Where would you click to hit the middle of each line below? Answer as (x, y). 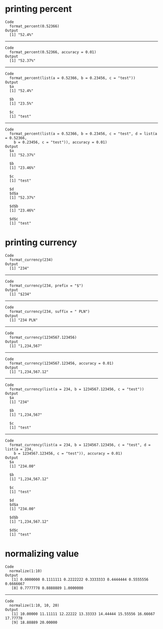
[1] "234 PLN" (24, 320)
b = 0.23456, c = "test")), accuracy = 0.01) (61, 142)
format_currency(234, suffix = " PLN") (50, 311)
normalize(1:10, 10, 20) (34, 605)
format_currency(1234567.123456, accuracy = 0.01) (62, 363)
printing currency (41, 243)
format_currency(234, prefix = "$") (46, 286)
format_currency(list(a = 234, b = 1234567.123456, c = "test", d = (80, 445)
